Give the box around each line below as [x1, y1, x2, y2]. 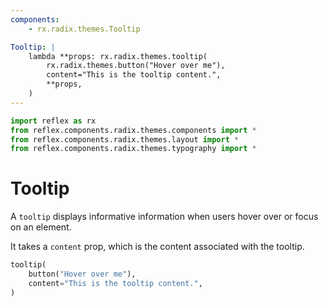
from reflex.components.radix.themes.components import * [10, 125, 257, 135]
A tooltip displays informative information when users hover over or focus [10, 211, 319, 223]
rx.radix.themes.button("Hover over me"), [46, 61, 226, 71]
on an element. [10, 221, 72, 233]
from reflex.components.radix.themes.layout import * [10, 134, 240, 145]
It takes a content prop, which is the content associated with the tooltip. [10, 241, 305, 253]
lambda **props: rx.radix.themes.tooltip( [28, 51, 208, 61]
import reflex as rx [10, 116, 97, 126]
